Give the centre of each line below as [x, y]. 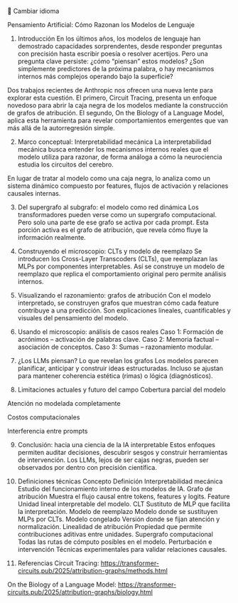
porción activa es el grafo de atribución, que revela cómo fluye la [113, 230]
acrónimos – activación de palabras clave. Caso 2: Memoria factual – [118, 339]
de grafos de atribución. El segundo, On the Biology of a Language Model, [116, 113]
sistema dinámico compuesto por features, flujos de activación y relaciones [118, 186]
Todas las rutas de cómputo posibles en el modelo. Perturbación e [115, 542]
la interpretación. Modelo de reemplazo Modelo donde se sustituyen [118, 512]
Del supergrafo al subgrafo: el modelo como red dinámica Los [108, 207]
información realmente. [52, 237]
